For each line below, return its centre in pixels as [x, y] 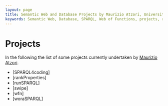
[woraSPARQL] [28, 99]
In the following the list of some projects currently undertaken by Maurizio [81, 57]
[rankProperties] [29, 78]
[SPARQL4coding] [31, 72]
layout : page [19, 10]
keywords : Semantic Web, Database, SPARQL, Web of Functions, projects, [82, 19]
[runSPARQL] [26, 83]
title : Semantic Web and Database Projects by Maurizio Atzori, [73, 14]
